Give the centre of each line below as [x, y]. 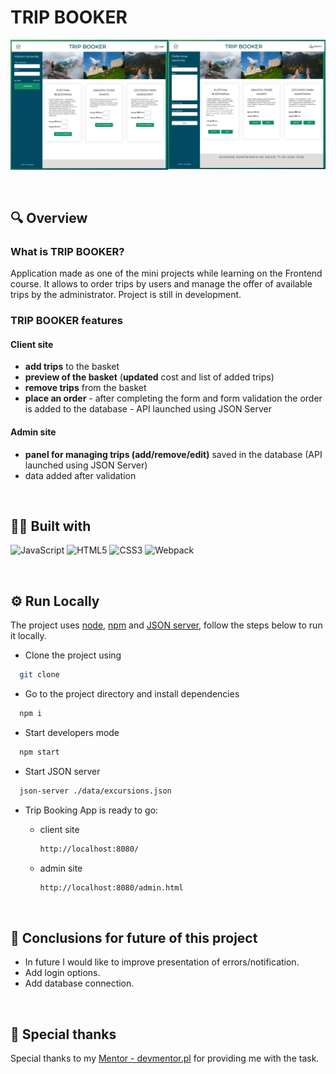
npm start [39, 752]
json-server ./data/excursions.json [95, 791]
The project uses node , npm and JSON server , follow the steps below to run [166, 625]
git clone [39, 675]
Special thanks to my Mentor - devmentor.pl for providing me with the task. [165, 1058]
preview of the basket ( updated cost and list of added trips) [149, 377]
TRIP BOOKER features [66, 321]
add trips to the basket [72, 367]
